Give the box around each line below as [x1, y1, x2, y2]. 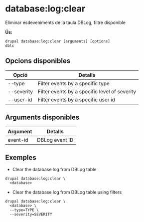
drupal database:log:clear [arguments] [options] [5, 38, 111, 44]
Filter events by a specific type [37, 80, 110, 87]
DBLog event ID [37, 136, 74, 143]
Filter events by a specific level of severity [37, 88, 137, 95]
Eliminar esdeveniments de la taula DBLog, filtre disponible [5, 19, 126, 25]
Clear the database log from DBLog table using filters [12, 189, 122, 195]
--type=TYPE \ [9, 208, 39, 213]
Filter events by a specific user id [37, 96, 116, 103]
